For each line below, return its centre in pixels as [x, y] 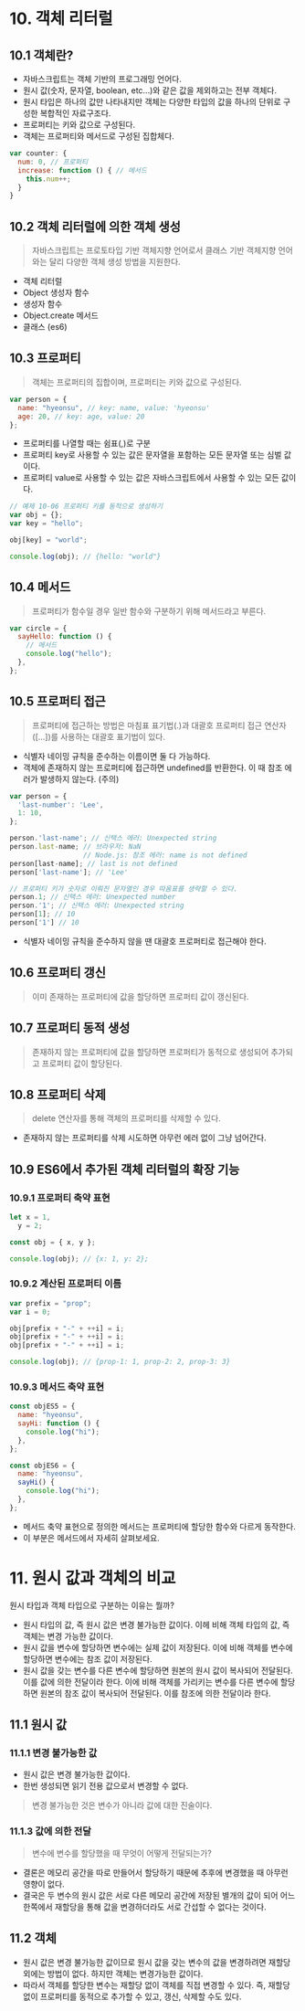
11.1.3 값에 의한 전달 [50, 1831]
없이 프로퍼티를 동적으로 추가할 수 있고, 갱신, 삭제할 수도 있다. [132, 1996]
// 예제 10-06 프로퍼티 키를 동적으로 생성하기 [86, 507]
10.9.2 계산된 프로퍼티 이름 [65, 1284]
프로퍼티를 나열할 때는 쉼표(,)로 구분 [86, 443]
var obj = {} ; [37, 515]
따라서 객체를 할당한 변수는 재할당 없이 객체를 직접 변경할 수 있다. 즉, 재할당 [156, 1985]
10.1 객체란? [42, 55]
